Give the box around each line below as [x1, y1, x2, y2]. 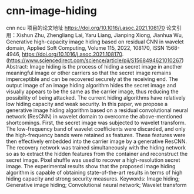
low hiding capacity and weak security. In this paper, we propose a [6, 100, 168, 107]
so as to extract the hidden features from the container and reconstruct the [6, 150, 188, 157]
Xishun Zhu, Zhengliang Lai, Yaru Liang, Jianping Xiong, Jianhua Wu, [16, 31, 183, 39]
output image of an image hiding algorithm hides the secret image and [6, 81, 176, 89]
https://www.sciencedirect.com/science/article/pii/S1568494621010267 [8, 57, 182, 64]
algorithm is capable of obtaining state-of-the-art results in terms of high [6, 169, 183, 176]
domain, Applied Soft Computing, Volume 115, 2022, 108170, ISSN [6, 44, 165, 51]
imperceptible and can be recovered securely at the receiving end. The [6, 75, 178, 83]
